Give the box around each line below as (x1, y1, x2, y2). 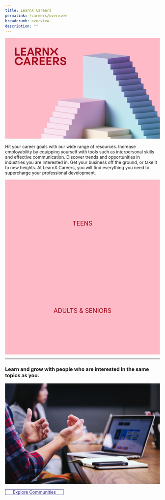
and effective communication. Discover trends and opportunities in (5, 154, 140, 160)
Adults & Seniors (53, 307, 112, 315)
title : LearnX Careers (5, 8, 52, 13)
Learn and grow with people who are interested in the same (5, 365, 149, 372)
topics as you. (5, 372, 40, 379)
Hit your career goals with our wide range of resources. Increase (5, 143, 136, 150)
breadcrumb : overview (5, 18, 50, 23)
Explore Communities (13, 489, 56, 495)
